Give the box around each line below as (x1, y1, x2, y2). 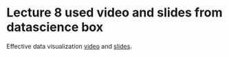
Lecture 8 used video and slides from (6, 5, 223, 21)
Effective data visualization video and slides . (6, 42, 132, 50)
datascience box (6, 19, 104, 35)
